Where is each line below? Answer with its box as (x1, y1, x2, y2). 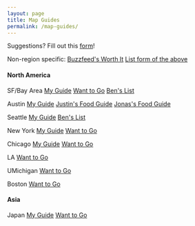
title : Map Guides (7, 17, 60, 23)
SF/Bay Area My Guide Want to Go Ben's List (7, 86, 134, 94)
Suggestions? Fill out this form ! (7, 42, 95, 50)
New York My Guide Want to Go (7, 126, 98, 134)
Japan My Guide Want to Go (7, 211, 88, 219)
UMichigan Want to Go (7, 166, 72, 174)
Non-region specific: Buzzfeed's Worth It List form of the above (7, 55, 188, 63)
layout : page (7, 10, 45, 17)
